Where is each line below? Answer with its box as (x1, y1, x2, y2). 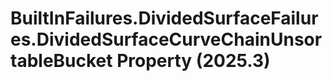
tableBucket (10, 50, 113, 72)
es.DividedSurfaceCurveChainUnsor (10, 28, 323, 51)
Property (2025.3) (116, 50, 271, 72)
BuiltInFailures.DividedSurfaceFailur (10, 7, 319, 30)
